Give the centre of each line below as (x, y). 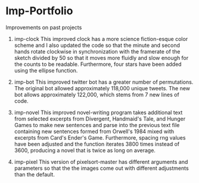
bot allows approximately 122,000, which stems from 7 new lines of (97, 94)
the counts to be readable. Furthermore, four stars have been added (98, 64)
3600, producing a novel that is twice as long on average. (85, 150)
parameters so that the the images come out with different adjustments (101, 168)
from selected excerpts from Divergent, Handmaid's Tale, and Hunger (100, 119)
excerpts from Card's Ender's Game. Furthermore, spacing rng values (100, 137)
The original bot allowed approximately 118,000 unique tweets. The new (102, 88)
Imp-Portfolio (39, 11)
